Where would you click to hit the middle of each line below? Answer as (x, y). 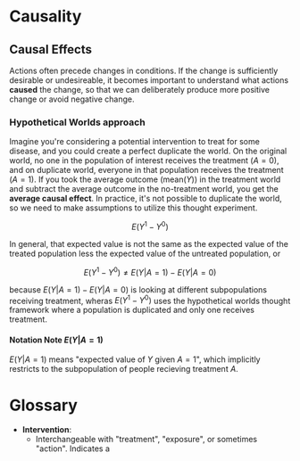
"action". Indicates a (72, 449)
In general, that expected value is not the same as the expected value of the (149, 243)
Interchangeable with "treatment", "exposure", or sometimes (146, 440)
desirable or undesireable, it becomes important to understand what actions (149, 80)
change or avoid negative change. (72, 99)
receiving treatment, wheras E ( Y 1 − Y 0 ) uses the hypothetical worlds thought (150, 300)
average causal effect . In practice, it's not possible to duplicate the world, (146, 199)
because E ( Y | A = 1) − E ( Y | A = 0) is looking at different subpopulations (138, 289)
